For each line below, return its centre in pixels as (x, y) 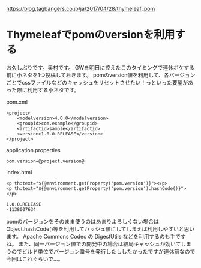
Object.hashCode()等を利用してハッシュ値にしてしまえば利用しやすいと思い (100, 229)
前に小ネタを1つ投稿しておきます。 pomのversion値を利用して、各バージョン (101, 75)
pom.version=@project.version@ (45, 161)
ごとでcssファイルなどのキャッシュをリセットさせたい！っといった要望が (97, 82)
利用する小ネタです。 (53, 90)
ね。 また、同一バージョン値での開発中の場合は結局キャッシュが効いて (94, 244)
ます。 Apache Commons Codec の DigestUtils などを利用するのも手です (96, 236)
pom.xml (17, 102)
